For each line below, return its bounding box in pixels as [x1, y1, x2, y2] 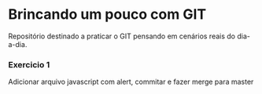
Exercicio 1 [8, 59, 50, 70]
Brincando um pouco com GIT [8, 5, 207, 23]
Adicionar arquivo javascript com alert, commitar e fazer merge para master [8, 77, 254, 87]
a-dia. [8, 39, 28, 49]
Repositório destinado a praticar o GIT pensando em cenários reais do [8, 31, 236, 41]
